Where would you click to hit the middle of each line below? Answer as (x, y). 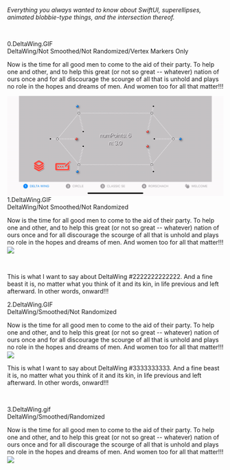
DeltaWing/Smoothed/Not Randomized (62, 311)
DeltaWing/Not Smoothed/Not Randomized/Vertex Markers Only (98, 51)
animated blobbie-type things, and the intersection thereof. (91, 17)
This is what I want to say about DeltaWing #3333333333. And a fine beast (113, 368)
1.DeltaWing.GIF (30, 199)
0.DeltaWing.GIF (30, 44)
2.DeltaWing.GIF (30, 304)
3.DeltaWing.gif (29, 410)
